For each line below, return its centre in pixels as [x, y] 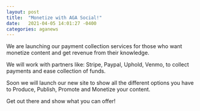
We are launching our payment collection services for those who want [94, 46]
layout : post [23, 12]
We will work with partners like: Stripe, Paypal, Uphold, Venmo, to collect [98, 65]
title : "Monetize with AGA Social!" [54, 18]
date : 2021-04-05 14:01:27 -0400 [52, 23]
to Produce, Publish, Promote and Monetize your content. [78, 90]
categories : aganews [33, 29]
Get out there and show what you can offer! [61, 101]
